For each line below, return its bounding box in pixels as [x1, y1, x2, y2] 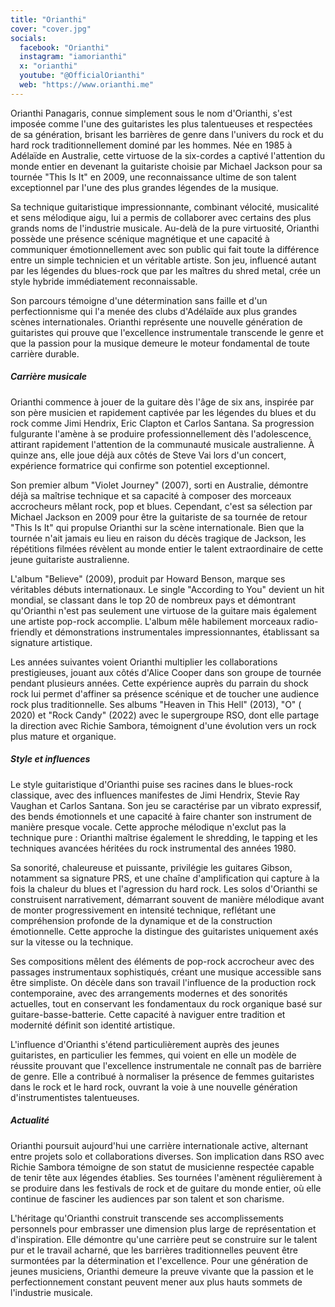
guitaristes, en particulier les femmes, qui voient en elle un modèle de [10, 1049, 297, 1061]
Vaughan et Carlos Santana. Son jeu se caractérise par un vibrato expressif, [10, 799, 322, 811]
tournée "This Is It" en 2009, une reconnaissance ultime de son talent [10, 171, 297, 183]
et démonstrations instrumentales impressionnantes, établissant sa [44, 626, 320, 638]
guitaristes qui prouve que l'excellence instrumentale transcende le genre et [10, 326, 324, 338]
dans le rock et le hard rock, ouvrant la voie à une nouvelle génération [10, 1081, 298, 1093]
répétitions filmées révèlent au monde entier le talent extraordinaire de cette [10, 542, 324, 555]
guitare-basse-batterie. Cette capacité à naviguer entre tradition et [10, 1008, 286, 1020]
